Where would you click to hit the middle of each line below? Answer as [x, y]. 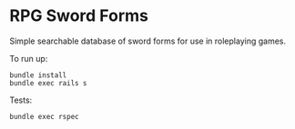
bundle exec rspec [44, 116]
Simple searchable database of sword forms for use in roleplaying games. [148, 41]
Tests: [21, 100]
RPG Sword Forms [79, 16]
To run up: [29, 58]
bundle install [38, 75]
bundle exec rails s [49, 83]
